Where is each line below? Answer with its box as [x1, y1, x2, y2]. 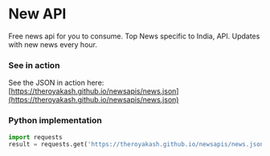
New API [8, 5, 67, 23]
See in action [8, 59, 60, 70]
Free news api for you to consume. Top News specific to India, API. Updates [8, 31, 260, 41]
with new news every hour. [8, 39, 98, 49]
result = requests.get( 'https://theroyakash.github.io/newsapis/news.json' [8, 141, 268, 149]
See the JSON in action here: [8, 78, 104, 88]
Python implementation [8, 115, 102, 126]
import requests [8, 133, 63, 141]
